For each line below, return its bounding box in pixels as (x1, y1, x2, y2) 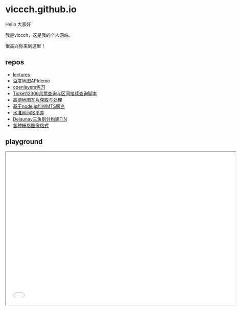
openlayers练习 (12, 84, 45, 90)
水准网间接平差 (12, 109, 44, 115)
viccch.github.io (5, 4, 77, 15)
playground (5, 137, 43, 146)
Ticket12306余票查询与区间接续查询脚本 (12, 90, 97, 97)
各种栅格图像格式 (12, 122, 49, 128)
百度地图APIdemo (12, 78, 50, 84)
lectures (12, 71, 30, 78)
